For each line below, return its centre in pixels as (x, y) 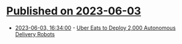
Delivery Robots (35, 34)
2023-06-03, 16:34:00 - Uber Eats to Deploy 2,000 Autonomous (95, 28)
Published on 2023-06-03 (74, 11)
